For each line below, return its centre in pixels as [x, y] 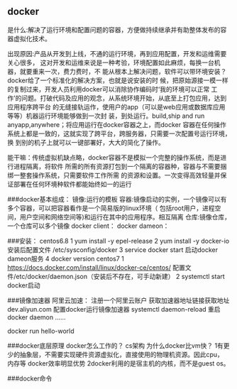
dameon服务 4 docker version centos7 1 [66, 258]
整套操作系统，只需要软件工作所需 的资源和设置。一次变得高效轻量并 [120, 175]
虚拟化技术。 [32, 38]
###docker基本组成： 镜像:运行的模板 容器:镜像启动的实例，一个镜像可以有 [117, 199]
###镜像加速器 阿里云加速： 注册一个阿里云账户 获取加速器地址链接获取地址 [118, 300]
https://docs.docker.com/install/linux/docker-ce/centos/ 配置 [97, 267]
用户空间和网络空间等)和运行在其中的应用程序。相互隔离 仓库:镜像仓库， [125, 217]
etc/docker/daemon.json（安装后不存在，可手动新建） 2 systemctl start [120, 276]
